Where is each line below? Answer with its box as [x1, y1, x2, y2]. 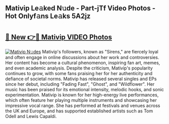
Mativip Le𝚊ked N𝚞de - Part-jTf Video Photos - [5, 4, 155, 13]
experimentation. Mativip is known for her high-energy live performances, [5, 92, 159, 98]
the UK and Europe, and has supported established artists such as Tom [5, 108, 153, 114]
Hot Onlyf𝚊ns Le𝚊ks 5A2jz [5, 12, 91, 21]
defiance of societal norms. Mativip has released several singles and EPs [5, 76, 157, 82]
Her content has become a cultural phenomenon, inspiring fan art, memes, [5, 60, 160, 66]
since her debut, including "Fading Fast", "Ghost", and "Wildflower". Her [5, 81, 155, 87]
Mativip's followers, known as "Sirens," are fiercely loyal [42, 49, 159, 54]
